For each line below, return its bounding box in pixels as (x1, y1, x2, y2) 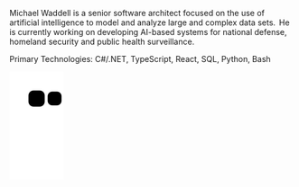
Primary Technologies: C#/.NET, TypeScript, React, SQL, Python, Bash (9, 54, 271, 64)
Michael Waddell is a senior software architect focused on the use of (9, 8, 265, 18)
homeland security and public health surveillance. (9, 36, 195, 47)
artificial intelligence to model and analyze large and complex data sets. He (9, 17, 291, 28)
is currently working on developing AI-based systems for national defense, (9, 27, 287, 37)
